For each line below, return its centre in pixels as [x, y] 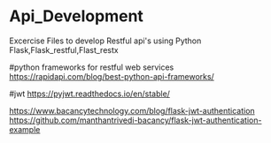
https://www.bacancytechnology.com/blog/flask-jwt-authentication [132, 110]
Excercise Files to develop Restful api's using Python [105, 41]
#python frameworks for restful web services [92, 67]
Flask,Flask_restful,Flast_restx [64, 49]
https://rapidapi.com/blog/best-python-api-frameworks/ [112, 76]
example [25, 129]
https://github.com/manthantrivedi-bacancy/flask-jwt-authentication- [135, 120]
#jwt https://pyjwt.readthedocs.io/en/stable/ [90, 94]
